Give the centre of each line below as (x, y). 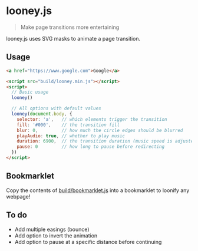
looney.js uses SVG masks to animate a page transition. (73, 38)
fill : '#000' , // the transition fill (68, 125)
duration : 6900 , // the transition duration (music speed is (95, 141)
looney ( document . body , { (42, 114)
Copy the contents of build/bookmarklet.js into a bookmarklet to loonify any (98, 190)
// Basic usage (30, 93)
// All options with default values (56, 108)
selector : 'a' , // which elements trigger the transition (92, 119)
